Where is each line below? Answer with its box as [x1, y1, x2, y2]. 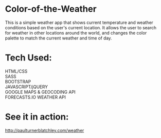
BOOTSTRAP [5, 79, 31, 84]
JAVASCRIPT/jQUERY [5, 84, 48, 90]
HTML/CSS [5, 68, 28, 74]
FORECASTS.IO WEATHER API [5, 94, 66, 100]
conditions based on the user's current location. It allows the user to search [5, 24, 157, 30]
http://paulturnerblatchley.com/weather [5, 127, 84, 133]
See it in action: [5, 111, 69, 122]
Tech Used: [5, 52, 52, 63]
